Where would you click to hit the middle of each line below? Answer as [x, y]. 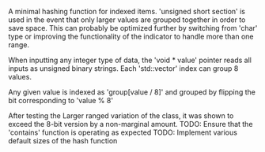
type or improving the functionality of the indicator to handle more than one [131, 36]
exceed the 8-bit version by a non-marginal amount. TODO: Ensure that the [131, 124]
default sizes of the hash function [63, 141]
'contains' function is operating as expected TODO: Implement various [123, 132]
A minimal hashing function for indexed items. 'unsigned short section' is [127, 11]
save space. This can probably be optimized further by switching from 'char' [133, 28]
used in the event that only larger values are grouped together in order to [127, 20]
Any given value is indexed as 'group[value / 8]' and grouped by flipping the [132, 92]
